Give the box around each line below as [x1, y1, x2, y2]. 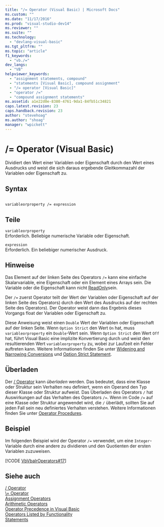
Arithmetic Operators [5, 501, 48, 507]
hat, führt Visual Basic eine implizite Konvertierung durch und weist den [5, 335, 150, 341]
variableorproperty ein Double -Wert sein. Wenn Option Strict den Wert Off [5, 330, 160, 336]
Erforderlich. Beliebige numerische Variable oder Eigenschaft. [5, 233, 131, 239]
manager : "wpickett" [5, 122, 48, 127]
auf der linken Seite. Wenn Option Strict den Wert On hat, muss [5, 325, 135, 331]
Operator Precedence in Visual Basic [5, 506, 80, 512]
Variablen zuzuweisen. [5, 448, 51, 454]
